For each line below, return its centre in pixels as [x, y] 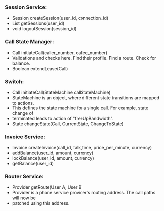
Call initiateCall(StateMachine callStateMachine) [61, 92]
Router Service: [24, 177]
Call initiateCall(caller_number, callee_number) [60, 53]
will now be [24, 198]
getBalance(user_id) [33, 164]
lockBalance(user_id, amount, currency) [53, 158]
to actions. [23, 103]
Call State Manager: [30, 42]
